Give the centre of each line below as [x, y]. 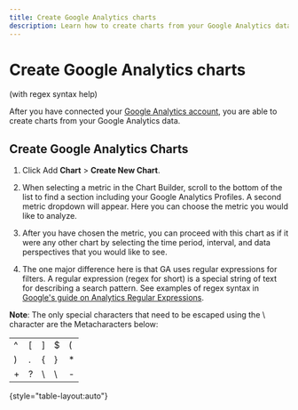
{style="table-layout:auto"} [59, 396]
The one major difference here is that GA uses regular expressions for [149, 269]
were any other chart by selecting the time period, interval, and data [146, 243]
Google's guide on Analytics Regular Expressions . [113, 298]
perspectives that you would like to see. [94, 252]
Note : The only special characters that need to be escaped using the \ [137, 315]
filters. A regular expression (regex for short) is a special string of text [149, 279]
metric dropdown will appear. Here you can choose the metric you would [155, 206]
